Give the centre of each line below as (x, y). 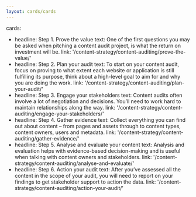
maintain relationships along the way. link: (65, 107)
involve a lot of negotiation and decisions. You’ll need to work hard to (98, 101)
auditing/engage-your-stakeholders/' (59, 114)
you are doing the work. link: (49, 83)
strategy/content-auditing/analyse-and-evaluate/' (74, 163)
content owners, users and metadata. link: (65, 132)
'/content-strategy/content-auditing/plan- (135, 83)
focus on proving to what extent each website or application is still (94, 70)
